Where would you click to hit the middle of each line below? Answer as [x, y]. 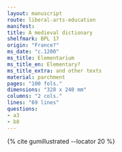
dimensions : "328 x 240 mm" [47, 90]
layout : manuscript [35, 13]
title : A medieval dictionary [50, 33]
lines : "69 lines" [33, 103]
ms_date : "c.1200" [33, 52]
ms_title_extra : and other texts [55, 71]
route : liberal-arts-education [51, 20]
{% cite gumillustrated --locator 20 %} [61, 141]
